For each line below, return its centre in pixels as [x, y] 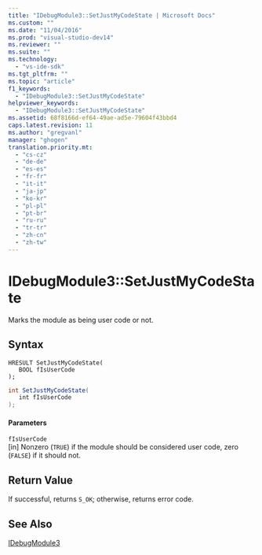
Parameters [27, 423]
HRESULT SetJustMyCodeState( [56, 363]
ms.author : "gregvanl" [45, 132]
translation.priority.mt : [50, 147]
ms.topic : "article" [42, 81]
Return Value [40, 480]
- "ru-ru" [31, 220]
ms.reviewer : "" [35, 45]
